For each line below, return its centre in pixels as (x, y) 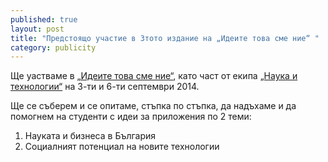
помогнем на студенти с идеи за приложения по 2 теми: (131, 117)
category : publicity (53, 47)
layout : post (37, 29)
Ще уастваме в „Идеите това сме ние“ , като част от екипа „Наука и (154, 76)
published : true (44, 19)
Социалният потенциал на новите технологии (122, 147)
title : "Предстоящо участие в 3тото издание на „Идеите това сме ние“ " (165, 38)
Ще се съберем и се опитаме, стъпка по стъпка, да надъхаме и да (153, 106)
